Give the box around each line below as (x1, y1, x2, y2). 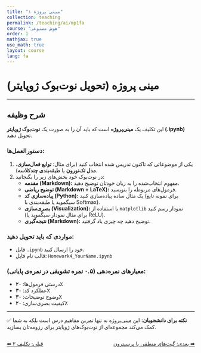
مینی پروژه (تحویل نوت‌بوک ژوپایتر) (7, 79, 160, 92)
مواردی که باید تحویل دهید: (7, 232, 74, 240)
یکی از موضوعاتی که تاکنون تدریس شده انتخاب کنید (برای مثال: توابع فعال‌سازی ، (15, 160, 193, 168)
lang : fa (7, 53, 29, 59)
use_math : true (7, 42, 45, 48)
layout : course (7, 48, 45, 54)
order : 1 (7, 31, 29, 37)
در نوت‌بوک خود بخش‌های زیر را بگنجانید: (15, 173, 105, 180)
